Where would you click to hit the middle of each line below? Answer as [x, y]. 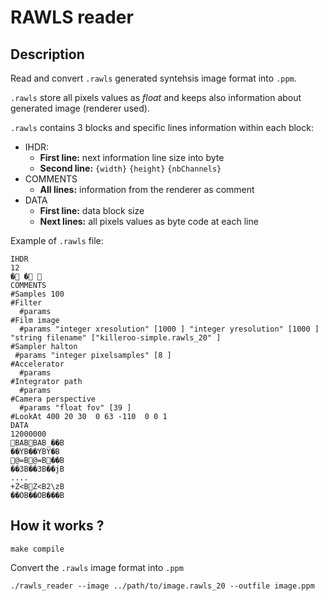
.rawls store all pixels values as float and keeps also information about [156, 97]
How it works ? [57, 526]
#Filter [26, 303]
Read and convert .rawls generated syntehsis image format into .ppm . [153, 78]
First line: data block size [92, 210]
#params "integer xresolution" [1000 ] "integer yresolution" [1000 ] [169, 329]
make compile [37, 549]
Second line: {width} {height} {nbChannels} [130, 168]
